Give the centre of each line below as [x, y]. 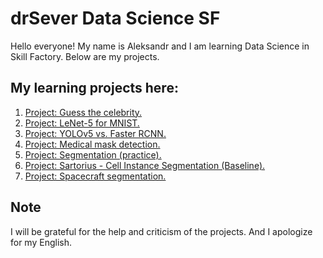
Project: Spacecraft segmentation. [95, 176]
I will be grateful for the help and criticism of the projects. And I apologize [161, 231]
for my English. [41, 242]
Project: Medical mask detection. [92, 144]
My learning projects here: [94, 88]
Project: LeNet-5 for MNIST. [82, 123]
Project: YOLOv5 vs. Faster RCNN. [95, 133]
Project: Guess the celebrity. [83, 112]
